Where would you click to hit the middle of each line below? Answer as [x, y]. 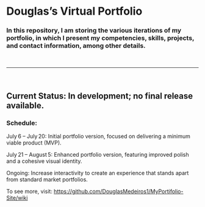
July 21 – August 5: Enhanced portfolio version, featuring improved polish [98, 155]
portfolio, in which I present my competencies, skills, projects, [100, 38]
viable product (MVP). [34, 143]
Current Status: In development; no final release [100, 96]
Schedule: [22, 122]
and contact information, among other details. [76, 46]
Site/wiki [17, 198]
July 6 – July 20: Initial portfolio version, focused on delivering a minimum [99, 137]
